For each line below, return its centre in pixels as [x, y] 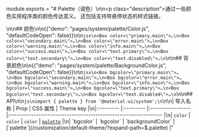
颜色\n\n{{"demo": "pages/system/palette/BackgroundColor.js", [89, 65]
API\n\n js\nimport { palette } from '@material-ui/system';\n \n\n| [90, 101]
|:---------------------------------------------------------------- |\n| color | [98, 115]
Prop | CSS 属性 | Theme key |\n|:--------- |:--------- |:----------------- [103, 108]
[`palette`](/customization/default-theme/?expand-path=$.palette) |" [90, 128]
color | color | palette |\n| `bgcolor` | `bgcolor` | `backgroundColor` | [91, 121]
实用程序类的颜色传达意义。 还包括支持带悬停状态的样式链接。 [87, 16]
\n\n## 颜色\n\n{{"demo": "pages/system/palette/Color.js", [78, 29]
